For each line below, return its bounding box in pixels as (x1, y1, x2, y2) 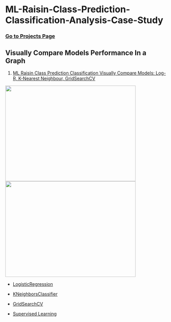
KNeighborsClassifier (12, 291, 58, 297)
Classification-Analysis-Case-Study (5, 14, 163, 26)
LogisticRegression (12, 281, 54, 287)
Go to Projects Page (5, 33, 55, 40)
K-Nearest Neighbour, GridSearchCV (18, 75, 95, 81)
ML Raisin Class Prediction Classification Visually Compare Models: (12, 70, 155, 76)
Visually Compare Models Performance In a (5, 48, 146, 57)
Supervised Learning (12, 310, 57, 317)
